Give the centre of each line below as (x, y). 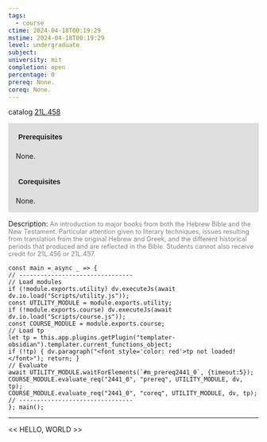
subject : (23, 52)
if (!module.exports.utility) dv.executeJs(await (92, 289)
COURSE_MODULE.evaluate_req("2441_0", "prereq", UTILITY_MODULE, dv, (126, 380)
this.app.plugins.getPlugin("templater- (108, 338)
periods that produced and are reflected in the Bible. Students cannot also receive (131, 247)
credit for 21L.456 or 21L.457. (52, 254)
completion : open (37, 68)
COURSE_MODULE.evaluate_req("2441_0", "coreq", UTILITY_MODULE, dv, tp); (133, 394)
